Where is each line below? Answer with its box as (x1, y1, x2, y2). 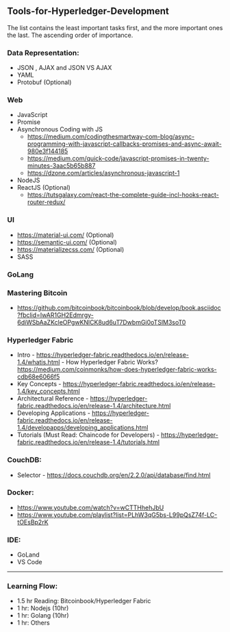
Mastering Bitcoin (7, 288, 68, 297)
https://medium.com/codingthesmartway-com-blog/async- (27, 133, 195, 141)
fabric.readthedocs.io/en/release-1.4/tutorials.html (16, 438, 159, 446)
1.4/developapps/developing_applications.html (16, 424, 149, 432)
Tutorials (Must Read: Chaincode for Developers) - (16, 431, 159, 439)
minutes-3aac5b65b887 (27, 162, 96, 170)
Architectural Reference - (16, 394, 89, 403)
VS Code (16, 558, 42, 566)
